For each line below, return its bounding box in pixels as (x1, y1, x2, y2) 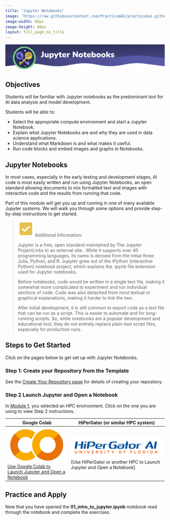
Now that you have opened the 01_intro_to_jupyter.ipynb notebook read (5, 504, 157, 510)
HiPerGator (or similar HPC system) (78, 419, 155, 426)
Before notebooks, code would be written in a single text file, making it (17, 278, 165, 284)
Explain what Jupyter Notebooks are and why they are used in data (12, 129, 153, 136)
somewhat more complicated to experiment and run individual (17, 284, 147, 290)
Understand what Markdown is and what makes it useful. (12, 140, 132, 147)
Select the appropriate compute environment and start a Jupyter (12, 119, 147, 125)
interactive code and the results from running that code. (5, 190, 122, 196)
